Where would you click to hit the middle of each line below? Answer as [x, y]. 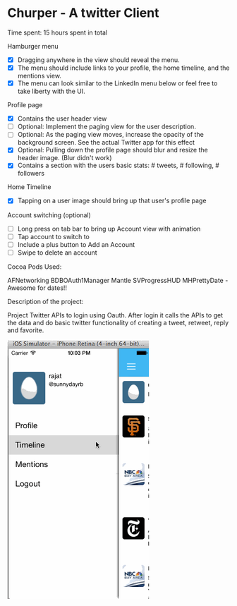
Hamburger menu [33, 46]
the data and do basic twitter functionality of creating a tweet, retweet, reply [118, 322]
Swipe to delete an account [57, 253]
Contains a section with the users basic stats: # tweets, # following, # [119, 165]
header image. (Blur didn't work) [65, 158]
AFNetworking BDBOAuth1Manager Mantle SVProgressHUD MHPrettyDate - [118, 280]
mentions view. [39, 76]
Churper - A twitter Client [83, 13]
